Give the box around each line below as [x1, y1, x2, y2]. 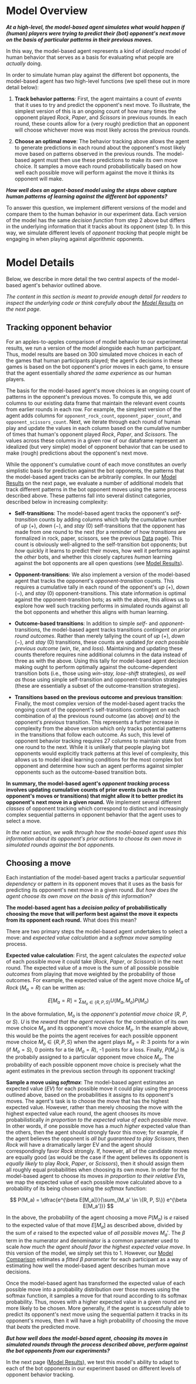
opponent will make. [14, 175, 64, 182]
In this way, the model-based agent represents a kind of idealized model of [6, 47, 187, 54]
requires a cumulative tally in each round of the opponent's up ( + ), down [14, 583, 190, 590]
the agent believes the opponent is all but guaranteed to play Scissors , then [6, 1135, 189, 1142]
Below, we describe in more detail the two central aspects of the [6, 275, 161, 283]
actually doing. [6, 60, 42, 67]
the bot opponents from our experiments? [6, 1347, 110, 1354]
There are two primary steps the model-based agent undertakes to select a [6, 928, 188, 935]
